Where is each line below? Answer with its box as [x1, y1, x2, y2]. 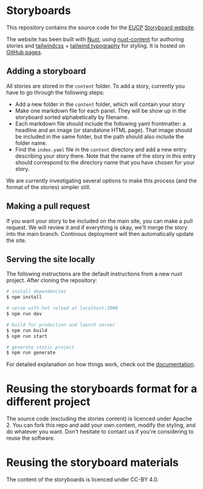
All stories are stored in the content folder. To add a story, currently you [6, 82, 185, 89]
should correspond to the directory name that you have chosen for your [15, 159, 195, 166]
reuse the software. [6, 434, 55, 442]
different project [6, 395, 91, 409]
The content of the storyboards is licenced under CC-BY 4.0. [6, 476, 159, 484]
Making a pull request [6, 201, 90, 212]
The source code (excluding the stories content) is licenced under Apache [6, 415, 193, 423]
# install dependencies [6, 288, 67, 295]
